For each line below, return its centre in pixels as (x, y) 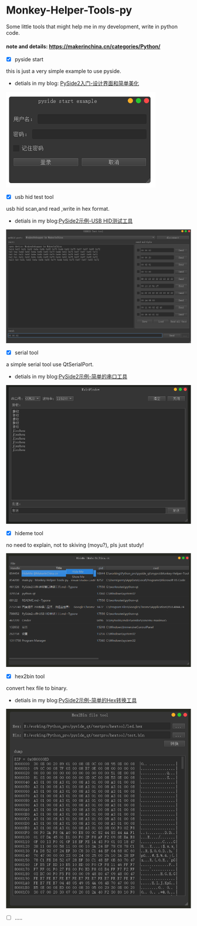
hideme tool (29, 533)
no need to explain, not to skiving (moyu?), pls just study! (75, 545)
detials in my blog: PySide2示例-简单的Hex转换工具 (76, 700)
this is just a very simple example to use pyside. (64, 71)
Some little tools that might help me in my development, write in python (92, 26)
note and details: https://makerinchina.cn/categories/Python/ (83, 46)
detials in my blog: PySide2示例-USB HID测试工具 (74, 221)
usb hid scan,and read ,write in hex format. (58, 209)
